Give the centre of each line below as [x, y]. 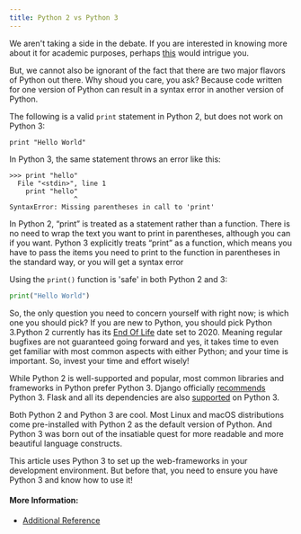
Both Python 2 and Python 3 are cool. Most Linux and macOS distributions [147, 414]
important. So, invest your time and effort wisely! [100, 360]
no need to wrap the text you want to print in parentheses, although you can [150, 233]
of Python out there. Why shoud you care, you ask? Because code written [146, 80]
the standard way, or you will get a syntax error [97, 262]
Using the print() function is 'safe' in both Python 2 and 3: [118, 279]
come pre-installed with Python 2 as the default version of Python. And [141, 424]
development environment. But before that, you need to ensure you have [144, 470]
